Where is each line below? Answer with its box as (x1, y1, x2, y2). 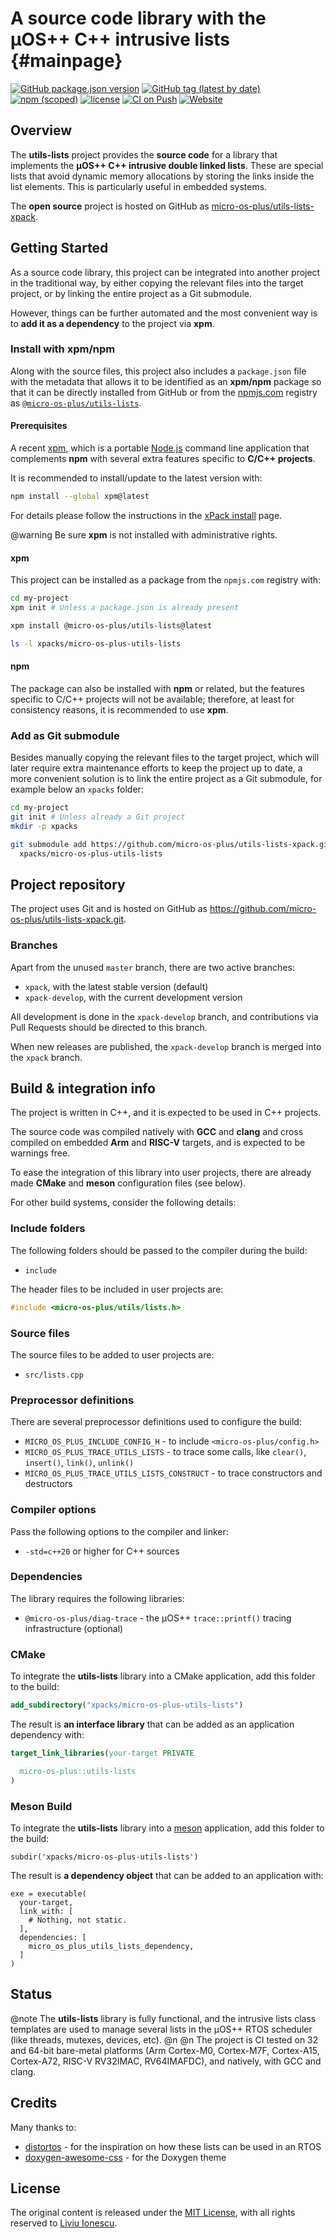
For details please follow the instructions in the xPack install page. (10, 509, 283, 521)
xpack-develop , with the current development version (24, 991, 243, 1003)
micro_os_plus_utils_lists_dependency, (28, 1941, 195, 1951)
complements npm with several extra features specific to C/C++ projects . (10, 453, 316, 465)
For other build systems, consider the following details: (10, 1197, 237, 1209)
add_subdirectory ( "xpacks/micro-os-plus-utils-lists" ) (10, 1700, 244, 1711)
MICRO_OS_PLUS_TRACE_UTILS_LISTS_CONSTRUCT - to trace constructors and (24, 1467, 323, 1479)
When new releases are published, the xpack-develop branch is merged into (10, 1040, 322, 1052)
